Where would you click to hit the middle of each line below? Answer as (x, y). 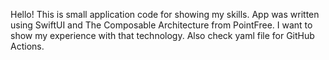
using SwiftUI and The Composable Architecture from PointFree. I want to (161, 25)
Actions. (27, 46)
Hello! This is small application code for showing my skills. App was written (165, 14)
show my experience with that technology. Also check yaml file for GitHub (162, 35)
